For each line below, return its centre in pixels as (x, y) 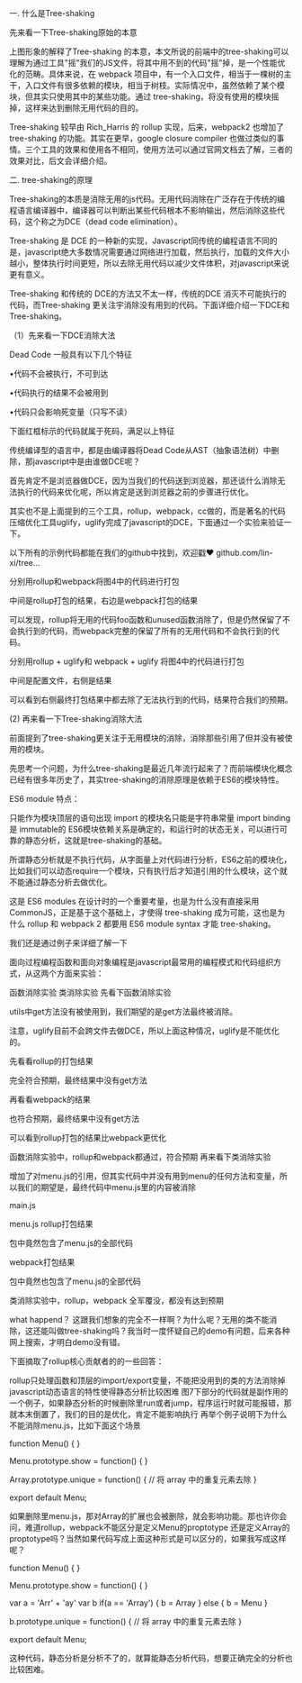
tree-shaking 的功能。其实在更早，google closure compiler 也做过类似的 (143, 138)
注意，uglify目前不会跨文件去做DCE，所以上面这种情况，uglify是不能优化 (145, 1031)
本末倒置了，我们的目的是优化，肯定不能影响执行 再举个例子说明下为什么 (152, 1414)
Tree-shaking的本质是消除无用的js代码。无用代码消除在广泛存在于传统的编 (147, 199)
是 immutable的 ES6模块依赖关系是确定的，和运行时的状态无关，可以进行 (145, 829)
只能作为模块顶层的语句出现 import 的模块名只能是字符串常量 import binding (150, 818)
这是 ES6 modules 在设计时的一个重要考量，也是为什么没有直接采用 (134, 901)
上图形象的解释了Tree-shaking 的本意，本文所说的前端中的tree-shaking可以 (149, 51)
